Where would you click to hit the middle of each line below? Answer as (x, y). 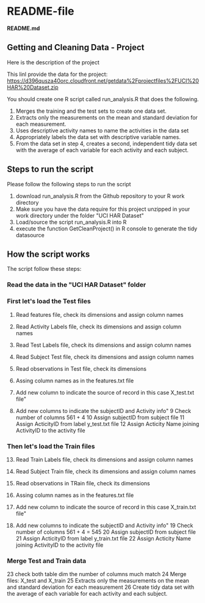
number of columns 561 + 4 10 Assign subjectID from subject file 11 (100, 417)
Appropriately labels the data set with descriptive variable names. (98, 137)
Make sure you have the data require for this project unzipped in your (103, 209)
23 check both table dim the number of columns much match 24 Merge (97, 574)
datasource (30, 235)
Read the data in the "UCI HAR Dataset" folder (77, 285)
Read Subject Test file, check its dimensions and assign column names (105, 357)
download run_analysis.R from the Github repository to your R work (100, 196)
